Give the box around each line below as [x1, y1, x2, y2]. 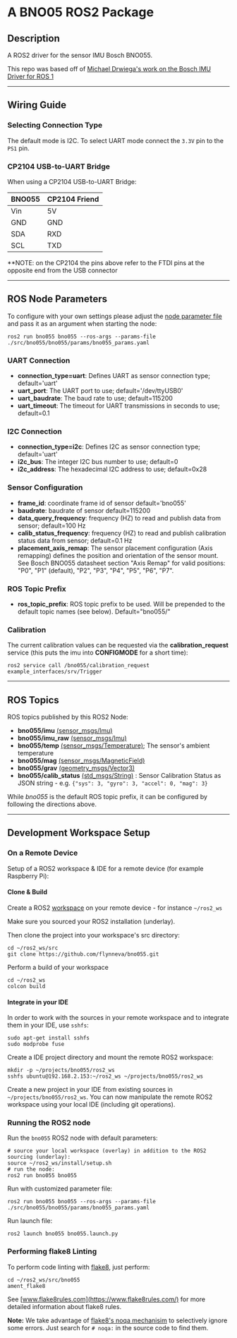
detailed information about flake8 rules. [7, 1302, 122, 1310]
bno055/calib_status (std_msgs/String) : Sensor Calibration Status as [17, 772, 221, 780]
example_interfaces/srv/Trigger [7, 668, 102, 676]
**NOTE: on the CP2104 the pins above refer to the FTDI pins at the [7, 258, 205, 267]
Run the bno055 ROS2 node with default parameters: [7, 1133, 158, 1143]
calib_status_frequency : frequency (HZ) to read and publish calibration [17, 528, 226, 537]
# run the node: [7, 1166, 55, 1173]
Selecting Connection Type [7, 121, 103, 130]
